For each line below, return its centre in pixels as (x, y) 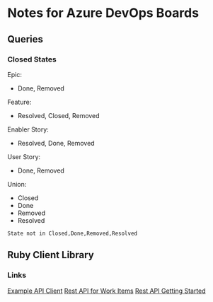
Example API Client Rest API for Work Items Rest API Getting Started (107, 291)
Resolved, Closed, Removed (59, 115)
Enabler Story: (28, 129)
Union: (17, 184)
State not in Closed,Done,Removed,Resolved (73, 233)
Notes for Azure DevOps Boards (103, 13)
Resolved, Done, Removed (56, 143)
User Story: (24, 156)
